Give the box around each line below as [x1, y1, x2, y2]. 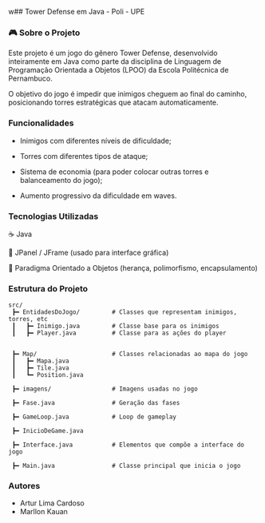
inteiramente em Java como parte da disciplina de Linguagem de [8, 57, 222, 66]
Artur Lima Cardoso [19, 498, 85, 508]
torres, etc [8, 315, 48, 323]
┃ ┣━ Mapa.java [11, 357, 69, 366]
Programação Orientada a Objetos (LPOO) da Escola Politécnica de [8, 65, 229, 75]
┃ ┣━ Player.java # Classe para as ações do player [11, 329, 227, 338]
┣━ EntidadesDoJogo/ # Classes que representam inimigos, [11, 308, 238, 316]
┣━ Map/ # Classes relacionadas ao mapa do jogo [11, 351, 248, 359]
